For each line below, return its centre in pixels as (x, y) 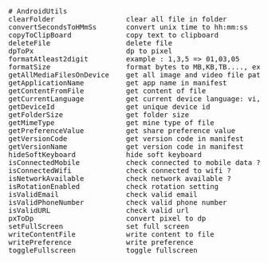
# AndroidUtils (38, 11)
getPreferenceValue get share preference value (122, 131)
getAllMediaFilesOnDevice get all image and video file (126, 75)
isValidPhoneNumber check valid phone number (118, 202)
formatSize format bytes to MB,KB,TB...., (128, 67)
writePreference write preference (101, 242)
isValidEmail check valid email (103, 194)
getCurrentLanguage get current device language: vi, (134, 99)
